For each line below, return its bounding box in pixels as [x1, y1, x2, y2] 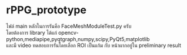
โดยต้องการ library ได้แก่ [6, 29, 58, 36]
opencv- [58, 29, 79, 36]
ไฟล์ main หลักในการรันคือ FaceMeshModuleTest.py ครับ [6, 23, 132, 30]
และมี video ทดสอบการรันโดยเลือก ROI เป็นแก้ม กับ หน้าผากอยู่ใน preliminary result [6, 42, 181, 49]
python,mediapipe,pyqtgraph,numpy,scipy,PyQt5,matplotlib [6, 35, 150, 42]
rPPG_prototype [6, 3, 87, 17]
